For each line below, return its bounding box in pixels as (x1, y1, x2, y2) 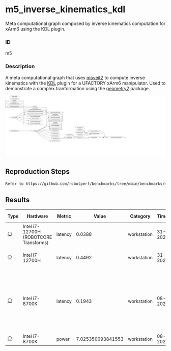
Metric (56, 213, 71, 219)
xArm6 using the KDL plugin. (5, 25, 66, 32)
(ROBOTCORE (22, 234, 52, 240)
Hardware (26, 213, 48, 219)
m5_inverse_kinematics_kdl (5, 4, 126, 15)
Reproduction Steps (5, 167, 70, 176)
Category (130, 213, 151, 219)
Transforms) (22, 239, 49, 246)
